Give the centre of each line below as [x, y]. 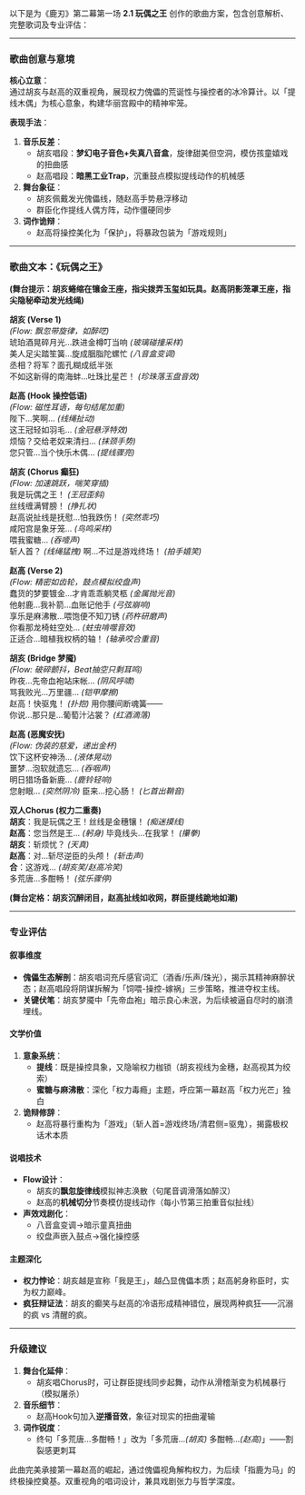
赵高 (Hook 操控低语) [49, 395]
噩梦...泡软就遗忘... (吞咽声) [60, 768]
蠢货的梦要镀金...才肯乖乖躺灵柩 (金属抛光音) [93, 593]
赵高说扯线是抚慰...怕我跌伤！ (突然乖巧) [85, 517]
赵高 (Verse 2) [36, 570]
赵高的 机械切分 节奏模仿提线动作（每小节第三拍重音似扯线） [148, 1202]
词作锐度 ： [43, 1427]
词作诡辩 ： [43, 222]
